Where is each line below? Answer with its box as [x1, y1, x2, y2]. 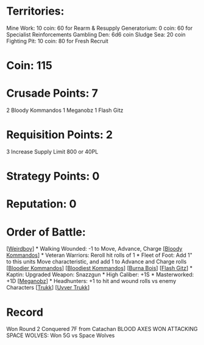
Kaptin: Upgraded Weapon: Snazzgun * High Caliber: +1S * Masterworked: [6, 271, 194, 278]
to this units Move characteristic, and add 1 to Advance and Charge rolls [6, 258, 187, 265]
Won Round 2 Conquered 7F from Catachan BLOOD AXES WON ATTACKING [6, 326, 198, 333]
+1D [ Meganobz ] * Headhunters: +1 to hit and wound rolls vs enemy [6, 277, 177, 285]
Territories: [6, 4, 65, 18]
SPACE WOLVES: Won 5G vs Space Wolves [6, 332, 115, 339]
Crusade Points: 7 [6, 86, 99, 100]
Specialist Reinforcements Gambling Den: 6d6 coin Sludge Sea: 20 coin [6, 30, 186, 38]
